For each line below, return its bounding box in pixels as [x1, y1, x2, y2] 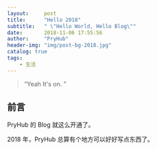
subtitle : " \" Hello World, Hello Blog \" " [7, 23, 136, 29]
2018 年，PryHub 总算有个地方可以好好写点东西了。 [7, 135, 154, 144]
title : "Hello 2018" [7, 16, 81, 23]
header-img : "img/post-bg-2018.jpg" [7, 42, 112, 49]
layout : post [7, 10, 57, 17]
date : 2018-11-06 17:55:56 [7, 29, 103, 36]
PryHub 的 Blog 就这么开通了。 [7, 121, 95, 129]
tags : [7, 55, 23, 62]
